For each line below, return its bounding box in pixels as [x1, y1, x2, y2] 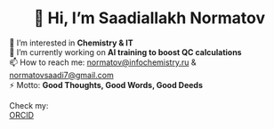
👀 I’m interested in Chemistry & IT [9, 37, 133, 48]
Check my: [9, 100, 49, 110]
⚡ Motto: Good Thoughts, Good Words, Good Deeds [9, 79, 203, 90]
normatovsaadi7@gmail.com [9, 69, 114, 80]
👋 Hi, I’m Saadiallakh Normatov [33, 8, 266, 28]
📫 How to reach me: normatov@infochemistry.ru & [9, 57, 197, 68]
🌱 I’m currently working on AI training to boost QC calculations [9, 46, 242, 57]
